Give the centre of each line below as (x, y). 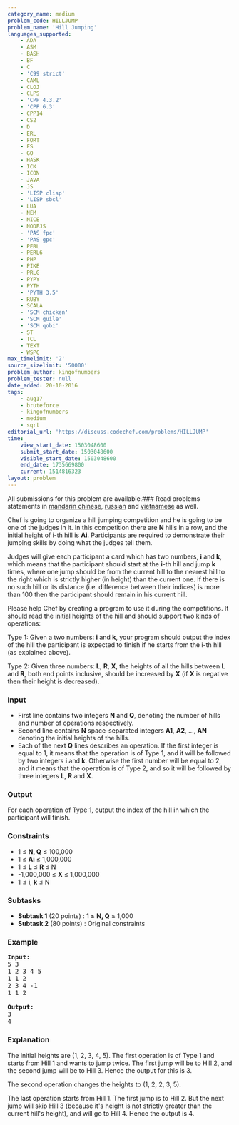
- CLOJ (30, 87)
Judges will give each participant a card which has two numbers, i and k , (115, 556)
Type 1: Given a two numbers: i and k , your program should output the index (119, 637)
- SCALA (31, 306)
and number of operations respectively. (76, 723)
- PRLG (30, 273)
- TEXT (30, 346)
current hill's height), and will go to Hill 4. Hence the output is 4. (101, 1113)
